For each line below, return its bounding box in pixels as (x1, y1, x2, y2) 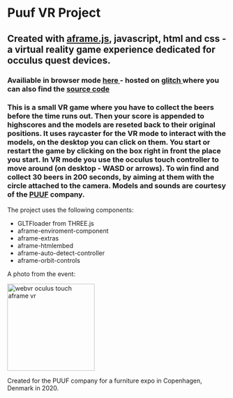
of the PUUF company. (7, 190, 85, 199)
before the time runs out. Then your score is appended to (7, 112, 204, 121)
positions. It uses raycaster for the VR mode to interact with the (7, 129, 227, 139)
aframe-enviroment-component (17, 227, 110, 235)
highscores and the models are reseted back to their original (7, 120, 216, 130)
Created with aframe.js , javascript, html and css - (7, 33, 227, 45)
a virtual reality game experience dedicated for (7, 43, 216, 55)
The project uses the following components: (7, 206, 134, 214)
